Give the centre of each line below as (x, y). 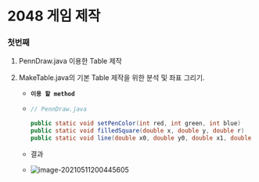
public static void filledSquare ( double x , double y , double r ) (137, 131)
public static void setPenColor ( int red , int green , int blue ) (136, 124)
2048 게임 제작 (54, 16)
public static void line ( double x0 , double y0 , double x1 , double (141, 138)
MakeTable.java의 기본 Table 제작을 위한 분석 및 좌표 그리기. (112, 78)
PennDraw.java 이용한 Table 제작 (70, 61)
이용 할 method (52, 94)
